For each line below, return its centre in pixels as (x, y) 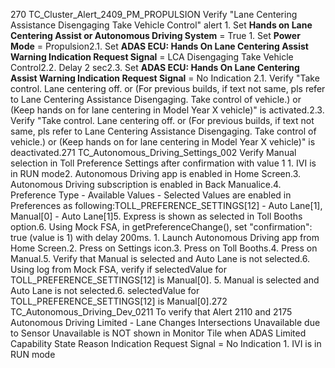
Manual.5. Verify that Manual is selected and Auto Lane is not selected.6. (160, 258)
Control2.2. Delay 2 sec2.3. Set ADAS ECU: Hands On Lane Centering (155, 67)
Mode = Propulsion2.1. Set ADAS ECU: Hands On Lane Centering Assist (159, 46)
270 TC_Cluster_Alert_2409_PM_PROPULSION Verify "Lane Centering (154, 14)
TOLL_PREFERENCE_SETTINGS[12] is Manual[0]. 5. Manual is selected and (165, 280)
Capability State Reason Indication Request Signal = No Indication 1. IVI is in (166, 343)
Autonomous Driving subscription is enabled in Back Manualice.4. (146, 184)
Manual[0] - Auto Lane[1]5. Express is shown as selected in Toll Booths (156, 216)
